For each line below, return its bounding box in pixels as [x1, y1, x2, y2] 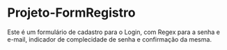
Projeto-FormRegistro [7, 5, 136, 21]
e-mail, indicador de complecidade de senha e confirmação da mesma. [7, 35, 212, 43]
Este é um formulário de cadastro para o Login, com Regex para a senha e [7, 28, 221, 36]
